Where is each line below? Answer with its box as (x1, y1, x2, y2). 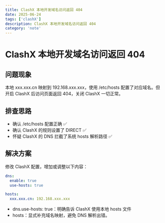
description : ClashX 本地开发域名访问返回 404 (5, 21, 96, 26)
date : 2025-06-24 (5, 12, 41, 17)
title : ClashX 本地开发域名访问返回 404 (5, 7, 83, 12)
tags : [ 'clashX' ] (5, 16, 41, 21)
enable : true (9, 178, 37, 183)
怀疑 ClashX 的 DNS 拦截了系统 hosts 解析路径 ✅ (12, 133, 113, 139)
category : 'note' (5, 26, 41, 31)
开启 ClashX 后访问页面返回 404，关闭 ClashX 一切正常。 (5, 91, 123, 97)
